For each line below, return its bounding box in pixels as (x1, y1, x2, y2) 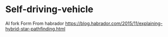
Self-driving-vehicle (5, 4, 94, 15)
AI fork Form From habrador (5, 20, 64, 26)
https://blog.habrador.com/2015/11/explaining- (65, 20, 163, 26)
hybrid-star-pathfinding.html (5, 25, 66, 31)
